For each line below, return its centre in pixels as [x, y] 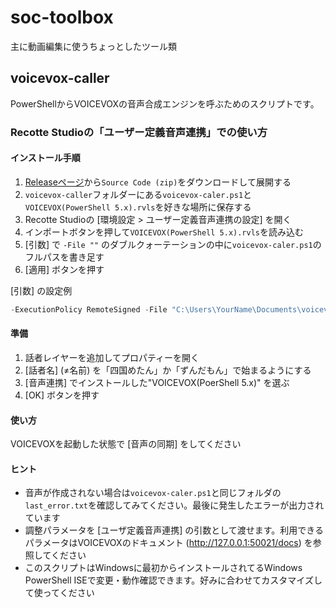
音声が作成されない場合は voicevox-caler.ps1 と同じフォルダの [153, 493]
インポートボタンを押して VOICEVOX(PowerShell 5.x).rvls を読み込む [164, 232]
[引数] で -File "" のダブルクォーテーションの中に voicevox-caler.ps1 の [173, 244]
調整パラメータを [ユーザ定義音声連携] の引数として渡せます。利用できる [174, 530]
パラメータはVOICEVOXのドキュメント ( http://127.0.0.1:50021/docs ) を [168, 543]
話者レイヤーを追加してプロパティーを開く [112, 357]
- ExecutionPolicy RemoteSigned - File [89, 309]
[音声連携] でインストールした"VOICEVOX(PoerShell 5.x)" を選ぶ [157, 382]
